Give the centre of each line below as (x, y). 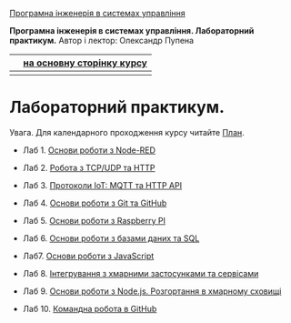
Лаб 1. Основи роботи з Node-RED (89, 150)
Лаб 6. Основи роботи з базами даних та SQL (111, 238)
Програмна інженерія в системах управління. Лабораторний (132, 30)
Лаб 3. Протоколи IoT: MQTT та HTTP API (102, 185)
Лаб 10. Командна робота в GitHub (90, 308)
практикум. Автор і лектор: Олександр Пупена (101, 40)
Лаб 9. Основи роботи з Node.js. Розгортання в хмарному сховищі (152, 291)
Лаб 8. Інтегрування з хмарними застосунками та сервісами (140, 273)
